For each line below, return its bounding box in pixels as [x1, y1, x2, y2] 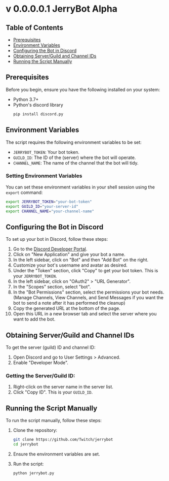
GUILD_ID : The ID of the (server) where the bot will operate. [13, 154, 136, 161]
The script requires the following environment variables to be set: [6, 139, 142, 145]
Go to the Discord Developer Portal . [13, 246, 88, 252]
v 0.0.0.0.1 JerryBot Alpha [6, 3, 118, 15]
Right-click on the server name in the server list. [13, 384, 113, 390]
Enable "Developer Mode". [13, 360, 69, 366]
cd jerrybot [13, 442, 38, 447]
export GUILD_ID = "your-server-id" [6, 204, 79, 209]
